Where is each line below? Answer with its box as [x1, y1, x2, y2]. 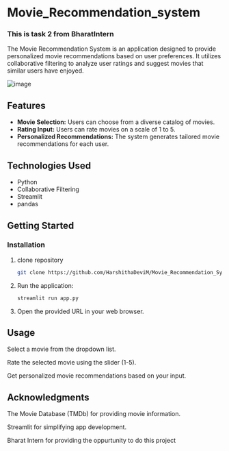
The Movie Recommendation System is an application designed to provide [7, 45, 217, 53]
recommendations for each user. [16, 140, 109, 148]
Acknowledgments [7, 391, 90, 403]
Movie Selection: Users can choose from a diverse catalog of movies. [16, 118, 215, 126]
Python [16, 178, 38, 186]
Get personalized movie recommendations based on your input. [7, 371, 187, 380]
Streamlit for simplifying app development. [7, 423, 127, 431]
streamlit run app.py [16, 295, 79, 302]
